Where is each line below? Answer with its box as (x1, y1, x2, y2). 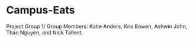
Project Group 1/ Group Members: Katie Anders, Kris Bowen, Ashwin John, (6, 23, 188, 30)
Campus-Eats (6, 3, 75, 17)
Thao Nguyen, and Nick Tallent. (6, 29, 83, 36)
